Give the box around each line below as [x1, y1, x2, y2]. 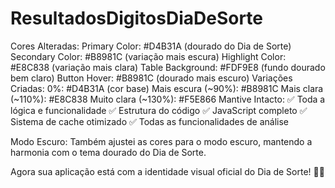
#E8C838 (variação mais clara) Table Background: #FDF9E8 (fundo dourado [10, 61, 326, 73]
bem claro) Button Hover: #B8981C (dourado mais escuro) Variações [10, 72, 293, 84]
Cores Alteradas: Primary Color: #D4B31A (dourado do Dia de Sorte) [10, 40, 292, 52]
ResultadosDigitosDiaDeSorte [10, 7, 263, 30]
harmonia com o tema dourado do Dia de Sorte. [10, 146, 207, 158]
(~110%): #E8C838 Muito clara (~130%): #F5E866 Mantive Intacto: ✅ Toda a [10, 93, 326, 105]
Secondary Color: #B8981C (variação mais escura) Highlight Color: [10, 50, 287, 62]
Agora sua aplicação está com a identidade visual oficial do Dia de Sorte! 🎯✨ [10, 165, 325, 177]
